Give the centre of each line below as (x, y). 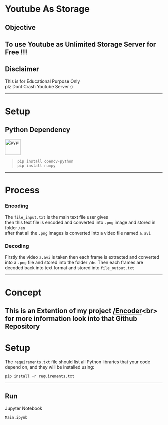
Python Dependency (38, 130)
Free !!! (16, 52)
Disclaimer (22, 69)
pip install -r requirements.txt (40, 376)
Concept (23, 292)
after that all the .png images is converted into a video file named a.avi (78, 233)
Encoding (17, 206)
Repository (23, 327)
